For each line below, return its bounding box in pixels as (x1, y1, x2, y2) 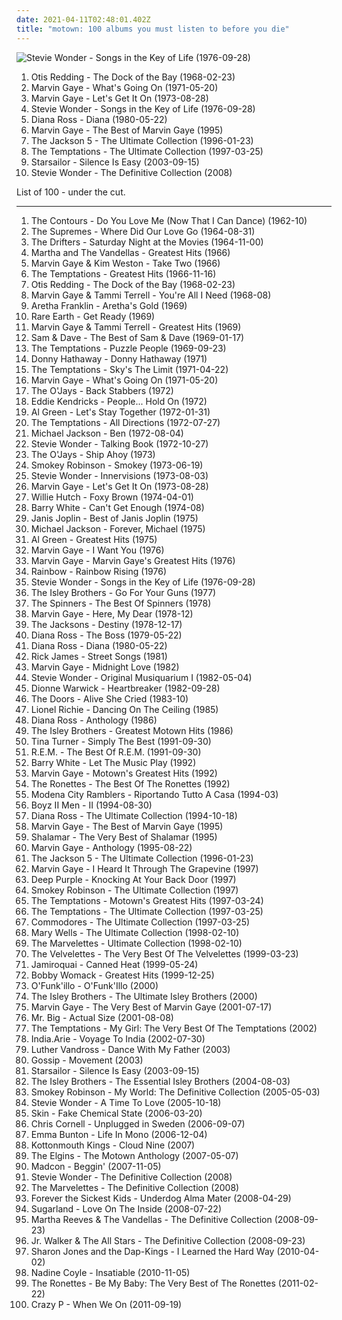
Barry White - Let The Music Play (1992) (30, 756, 197, 768)
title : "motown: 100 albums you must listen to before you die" (16, 24, 290, 34)
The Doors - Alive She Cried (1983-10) (30, 692, 189, 705)
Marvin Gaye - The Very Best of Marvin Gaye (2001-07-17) (30, 1001, 273, 1013)
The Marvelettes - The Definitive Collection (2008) (30, 1181, 240, 1193)
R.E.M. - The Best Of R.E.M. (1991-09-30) (30, 746, 202, 758)
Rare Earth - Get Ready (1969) (30, 310, 156, 322)
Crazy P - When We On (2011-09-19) (30, 1298, 183, 1310)
